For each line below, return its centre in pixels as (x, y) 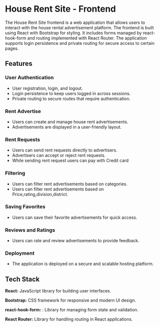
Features (19, 64)
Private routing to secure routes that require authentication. (71, 98)
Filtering (15, 173)
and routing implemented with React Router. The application (87, 38)
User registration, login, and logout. (48, 88)
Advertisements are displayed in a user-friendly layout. (67, 127)
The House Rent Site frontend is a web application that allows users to (75, 22)
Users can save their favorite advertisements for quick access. (74, 217)
